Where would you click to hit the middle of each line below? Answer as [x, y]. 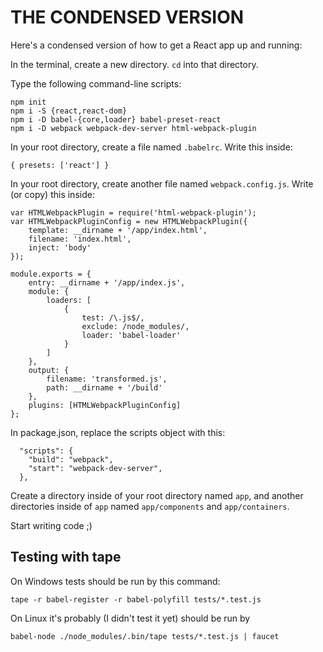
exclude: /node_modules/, [135, 326]
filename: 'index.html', [80, 239]
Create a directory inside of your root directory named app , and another [157, 495]
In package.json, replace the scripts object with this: [118, 432]
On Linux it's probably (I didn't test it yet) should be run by [130, 618]
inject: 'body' [60, 247]
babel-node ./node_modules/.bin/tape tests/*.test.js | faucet [145, 636]
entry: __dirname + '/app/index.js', [107, 282]
